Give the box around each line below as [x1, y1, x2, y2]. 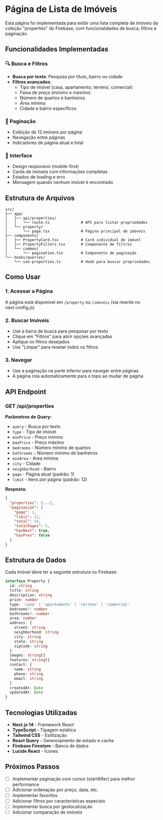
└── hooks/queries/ [5, 255, 46, 260]
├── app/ [5, 211, 23, 216]
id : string [9, 583, 32, 589]
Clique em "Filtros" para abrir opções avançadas [12, 333, 113, 339]
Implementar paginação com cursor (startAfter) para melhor [12, 776, 136, 782]
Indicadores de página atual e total [12, 140, 83, 146]
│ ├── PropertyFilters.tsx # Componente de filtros [5, 242, 133, 247]
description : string [9, 593, 52, 598]
